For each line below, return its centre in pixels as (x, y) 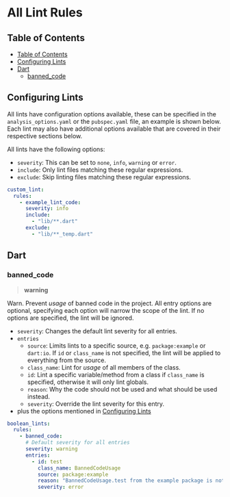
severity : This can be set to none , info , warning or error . (97, 162)
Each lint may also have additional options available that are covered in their (114, 129)
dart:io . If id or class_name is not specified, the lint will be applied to (124, 353)
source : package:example (73, 474)
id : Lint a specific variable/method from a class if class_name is (116, 374)
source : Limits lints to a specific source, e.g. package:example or (116, 345)
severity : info (47, 209)
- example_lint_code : (50, 202)
